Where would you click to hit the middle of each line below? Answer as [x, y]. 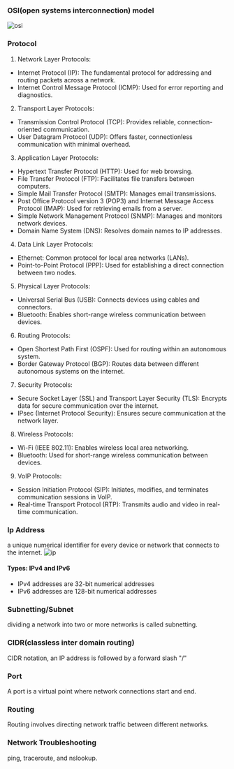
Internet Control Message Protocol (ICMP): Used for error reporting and [120, 87]
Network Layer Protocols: [54, 59]
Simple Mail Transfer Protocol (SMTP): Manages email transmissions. [117, 193]
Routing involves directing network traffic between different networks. [108, 724]
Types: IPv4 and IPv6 [39, 569]
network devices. [42, 223]
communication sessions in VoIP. [65, 497]
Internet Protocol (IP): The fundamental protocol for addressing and [114, 73]
